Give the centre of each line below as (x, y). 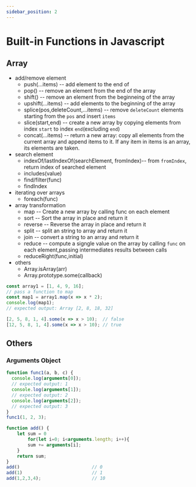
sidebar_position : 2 (32, 12)
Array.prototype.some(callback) (63, 275)
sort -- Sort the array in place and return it (76, 218)
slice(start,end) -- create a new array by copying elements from (102, 122)
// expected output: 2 (40, 395)
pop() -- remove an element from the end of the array (90, 90)
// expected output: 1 (40, 384)
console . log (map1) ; (30, 303)
